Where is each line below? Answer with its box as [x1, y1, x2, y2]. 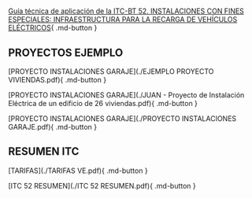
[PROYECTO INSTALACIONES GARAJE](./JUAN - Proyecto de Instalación [8, 90, 245, 100]
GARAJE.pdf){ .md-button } [8, 123, 97, 131]
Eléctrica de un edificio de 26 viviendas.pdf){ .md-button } [8, 99, 198, 108]
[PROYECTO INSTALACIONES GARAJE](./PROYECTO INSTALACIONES [8, 114, 237, 123]
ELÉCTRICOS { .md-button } [8, 23, 98, 33]
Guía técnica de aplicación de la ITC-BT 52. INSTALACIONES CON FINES [8, 6, 244, 16]
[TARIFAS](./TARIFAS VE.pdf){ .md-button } [8, 166, 148, 175]
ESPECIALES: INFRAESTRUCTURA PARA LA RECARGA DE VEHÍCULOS [8, 15, 238, 24]
